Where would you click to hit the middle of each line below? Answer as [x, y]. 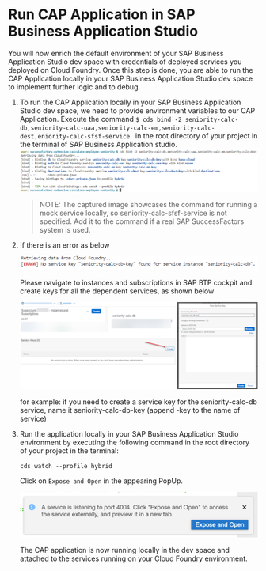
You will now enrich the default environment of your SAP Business [116, 53]
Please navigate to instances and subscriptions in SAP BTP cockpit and [136, 283]
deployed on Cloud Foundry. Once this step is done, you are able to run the [131, 70]
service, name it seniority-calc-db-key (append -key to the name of [130, 410]
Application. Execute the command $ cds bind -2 [101, 119]
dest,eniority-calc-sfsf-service [75, 136]
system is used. [65, 229]
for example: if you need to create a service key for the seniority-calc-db [138, 402]
